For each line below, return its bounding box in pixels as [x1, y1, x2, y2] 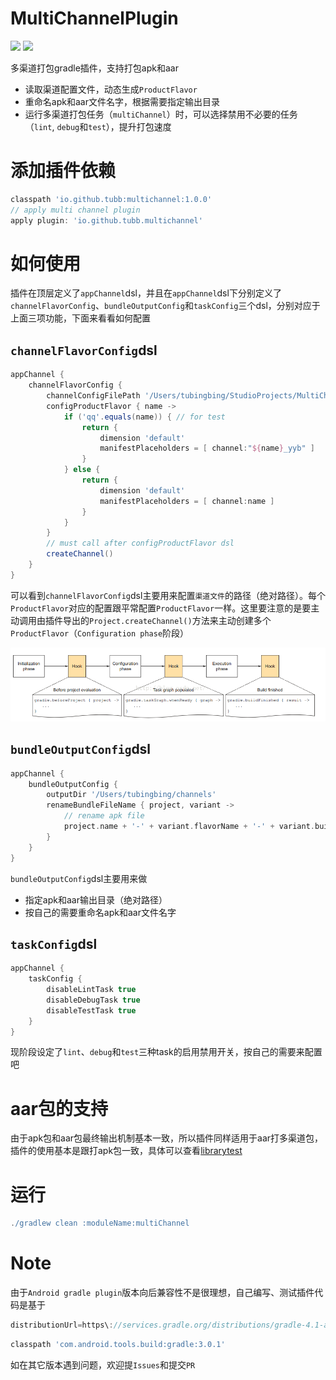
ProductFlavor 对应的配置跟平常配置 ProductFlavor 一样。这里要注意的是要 [10, 602, 312, 614]
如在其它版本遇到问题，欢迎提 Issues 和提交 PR [10, 1358, 196, 1371]
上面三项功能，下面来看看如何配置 [10, 312, 151, 324]
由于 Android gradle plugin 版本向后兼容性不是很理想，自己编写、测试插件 [10, 1287, 315, 1299]
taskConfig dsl [10, 935, 98, 952]
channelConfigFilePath [46, 391, 141, 401]
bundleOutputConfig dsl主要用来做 [10, 872, 148, 884]
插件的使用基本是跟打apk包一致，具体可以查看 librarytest [10, 1145, 243, 1157]
